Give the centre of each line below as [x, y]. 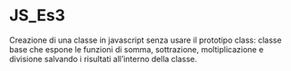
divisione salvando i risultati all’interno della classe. [104, 59]
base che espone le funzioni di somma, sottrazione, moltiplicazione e [137, 49]
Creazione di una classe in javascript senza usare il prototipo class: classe [145, 40]
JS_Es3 [37, 16]
